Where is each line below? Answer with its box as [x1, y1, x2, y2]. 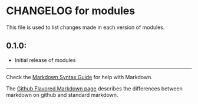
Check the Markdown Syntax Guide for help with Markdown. [6, 73, 153, 80]
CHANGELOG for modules [6, 4, 136, 18]
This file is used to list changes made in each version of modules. [6, 24, 165, 31]
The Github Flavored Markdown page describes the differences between [6, 84, 183, 92]
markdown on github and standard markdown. [6, 91, 118, 98]
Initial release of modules [14, 56, 76, 63]
